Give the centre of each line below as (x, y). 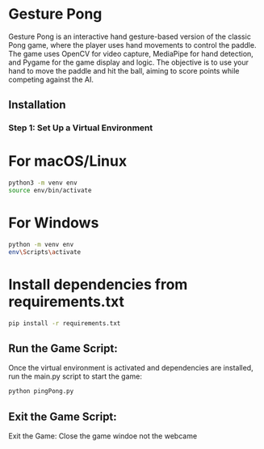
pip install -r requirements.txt (65, 323)
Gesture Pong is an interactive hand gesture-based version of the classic (130, 36)
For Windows (54, 223)
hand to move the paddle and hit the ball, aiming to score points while (124, 70)
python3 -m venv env (43, 183)
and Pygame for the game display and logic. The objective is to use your (128, 62)
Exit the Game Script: (63, 416)
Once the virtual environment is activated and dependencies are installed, (131, 368)
